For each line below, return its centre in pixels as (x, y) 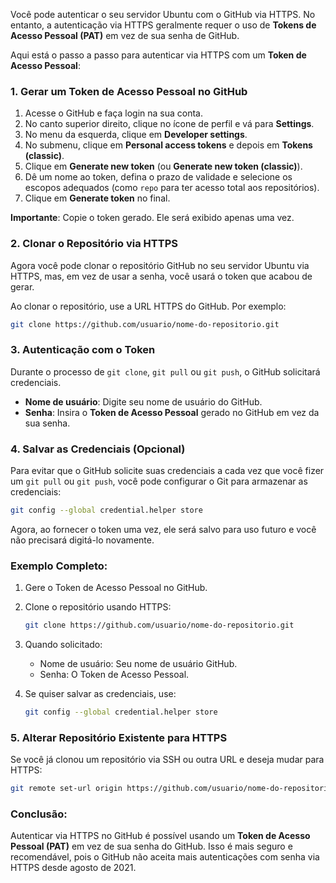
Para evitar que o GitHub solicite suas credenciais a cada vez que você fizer (167, 471)
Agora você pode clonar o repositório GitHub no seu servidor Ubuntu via (160, 265)
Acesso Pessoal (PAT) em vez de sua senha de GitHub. (125, 35)
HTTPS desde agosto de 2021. (73, 868)
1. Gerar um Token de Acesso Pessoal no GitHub (129, 91)
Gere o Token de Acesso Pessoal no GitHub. (116, 588)
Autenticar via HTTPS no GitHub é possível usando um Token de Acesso (160, 836)
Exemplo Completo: (59, 566)
